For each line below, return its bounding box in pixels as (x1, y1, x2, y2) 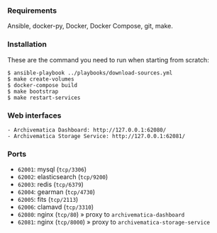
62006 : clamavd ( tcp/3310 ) (17, 203, 94, 211)
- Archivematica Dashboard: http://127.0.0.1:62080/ (7, 126, 167, 133)
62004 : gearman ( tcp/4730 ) (17, 188, 96, 196)
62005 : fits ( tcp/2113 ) (17, 195, 79, 204)
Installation (7, 40, 48, 50)
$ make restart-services (7, 94, 81, 101)
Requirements (7, 6, 57, 16)
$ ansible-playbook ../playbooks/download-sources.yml (7, 69, 173, 76)
